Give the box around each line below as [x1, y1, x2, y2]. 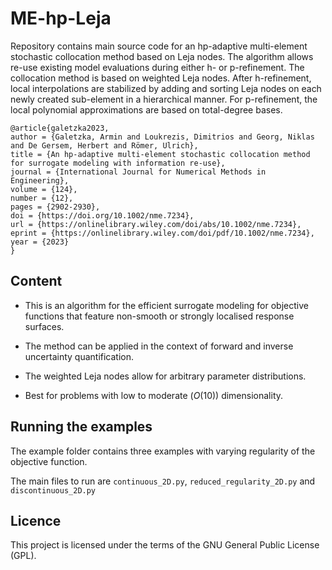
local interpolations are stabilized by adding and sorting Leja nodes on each [10, 82, 322, 94]
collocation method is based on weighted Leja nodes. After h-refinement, [10, 72, 312, 84]
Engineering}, [10, 175, 70, 186]
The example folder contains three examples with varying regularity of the [10, 445, 316, 457]
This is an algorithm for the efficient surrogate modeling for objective [24, 299, 309, 311]
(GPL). [10, 550, 37, 562]
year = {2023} [10, 237, 70, 247]
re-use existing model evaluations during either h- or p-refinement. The [10, 61, 305, 73]
